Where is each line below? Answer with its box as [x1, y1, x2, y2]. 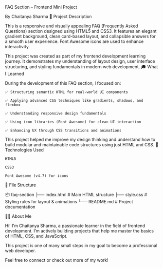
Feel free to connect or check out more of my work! [5, 257, 109, 263]
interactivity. [5, 44, 30, 49]
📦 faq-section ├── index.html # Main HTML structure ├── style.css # [5, 192, 147, 197]
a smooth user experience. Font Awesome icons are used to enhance [5, 38, 144, 44]
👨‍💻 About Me [5, 213, 32, 219]
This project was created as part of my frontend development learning [5, 53, 146, 59]
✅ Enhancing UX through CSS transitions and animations [5, 128, 122, 133]
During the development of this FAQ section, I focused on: [5, 80, 121, 86]
